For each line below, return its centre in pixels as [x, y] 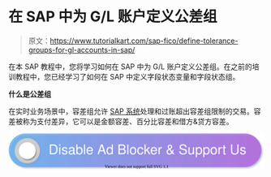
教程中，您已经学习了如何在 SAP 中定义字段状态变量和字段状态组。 [127, 76]
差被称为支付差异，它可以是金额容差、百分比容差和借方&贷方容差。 [121, 121]
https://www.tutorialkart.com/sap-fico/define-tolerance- [144, 41]
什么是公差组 [30, 93]
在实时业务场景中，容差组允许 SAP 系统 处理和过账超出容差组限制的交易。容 [135, 111]
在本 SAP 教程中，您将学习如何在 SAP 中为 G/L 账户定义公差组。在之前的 [131, 67]
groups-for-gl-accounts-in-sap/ [82, 50]
